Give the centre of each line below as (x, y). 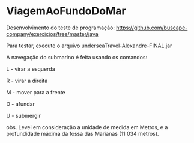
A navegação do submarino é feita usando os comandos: (77, 57)
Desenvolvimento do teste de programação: (61, 28)
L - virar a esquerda (31, 69)
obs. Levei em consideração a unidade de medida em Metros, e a (87, 127)
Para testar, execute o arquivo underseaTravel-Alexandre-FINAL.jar (89, 46)
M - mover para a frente (36, 92)
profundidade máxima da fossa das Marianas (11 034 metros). (83, 133)
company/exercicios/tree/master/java (53, 34)
